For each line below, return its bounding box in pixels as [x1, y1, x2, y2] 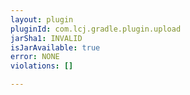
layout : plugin [10, 14, 74, 25]
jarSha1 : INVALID [10, 33, 83, 43]
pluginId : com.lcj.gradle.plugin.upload [10, 24, 182, 34]
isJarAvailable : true [10, 42, 101, 53]
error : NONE [10, 52, 60, 62]
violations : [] [10, 61, 74, 71]
